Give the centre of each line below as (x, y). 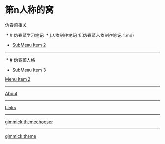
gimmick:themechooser (29, 122)
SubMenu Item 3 (29, 70)
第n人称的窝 (29, 10)
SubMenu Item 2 (29, 45)
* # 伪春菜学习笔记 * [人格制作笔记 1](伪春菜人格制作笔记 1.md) (70, 35)
